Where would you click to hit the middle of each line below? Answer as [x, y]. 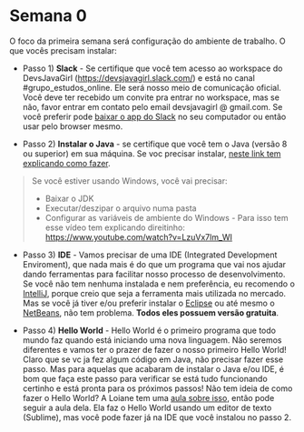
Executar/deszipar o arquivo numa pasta [121, 208]
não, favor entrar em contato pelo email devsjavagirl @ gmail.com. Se [152, 106]
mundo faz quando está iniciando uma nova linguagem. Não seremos [152, 340]
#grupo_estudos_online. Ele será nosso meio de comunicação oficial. [152, 87]
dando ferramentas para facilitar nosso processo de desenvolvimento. [154, 274]
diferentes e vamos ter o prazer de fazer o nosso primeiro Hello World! [155, 349]
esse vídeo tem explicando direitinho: [115, 227]
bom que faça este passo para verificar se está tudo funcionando [145, 378]
